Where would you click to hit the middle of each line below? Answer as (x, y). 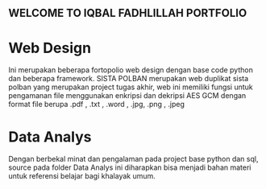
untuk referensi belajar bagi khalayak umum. (82, 176)
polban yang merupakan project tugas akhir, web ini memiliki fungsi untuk (131, 87)
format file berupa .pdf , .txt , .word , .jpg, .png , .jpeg (97, 105)
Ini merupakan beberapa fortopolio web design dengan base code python (131, 70)
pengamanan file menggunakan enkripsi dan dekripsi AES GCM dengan (127, 96)
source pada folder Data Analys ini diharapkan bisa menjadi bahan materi (130, 167)
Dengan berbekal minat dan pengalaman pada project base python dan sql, (133, 159)
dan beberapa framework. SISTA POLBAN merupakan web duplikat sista (129, 79)
